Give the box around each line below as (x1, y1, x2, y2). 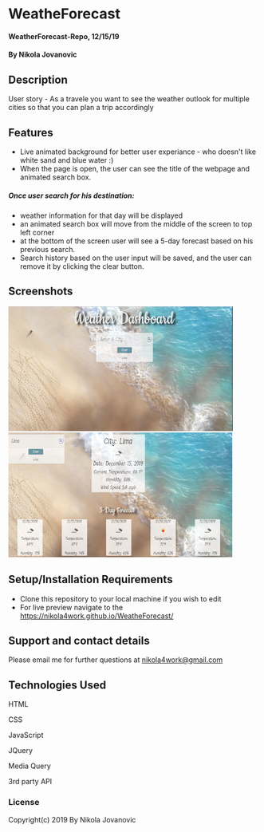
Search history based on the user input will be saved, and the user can (19, 253, 253, 262)
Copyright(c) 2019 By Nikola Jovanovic (8, 814, 136, 824)
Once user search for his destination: (8, 191, 135, 200)
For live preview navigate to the (19, 602, 124, 612)
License (8, 797, 40, 808)
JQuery (8, 746, 33, 755)
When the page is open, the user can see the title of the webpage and (19, 164, 250, 173)
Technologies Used (8, 678, 106, 692)
